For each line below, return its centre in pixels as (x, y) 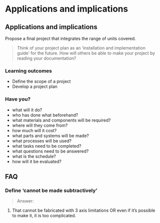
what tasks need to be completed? (47, 146)
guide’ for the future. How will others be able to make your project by (86, 53)
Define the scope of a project (41, 82)
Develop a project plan (35, 86)
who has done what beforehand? (45, 115)
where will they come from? (40, 125)
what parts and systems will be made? (50, 136)
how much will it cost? (34, 130)
